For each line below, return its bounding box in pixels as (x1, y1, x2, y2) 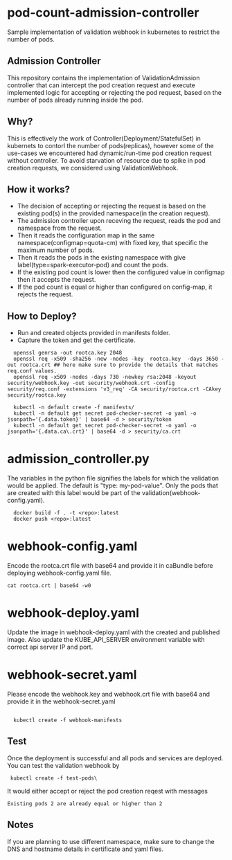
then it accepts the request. (17, 276, 96, 284)
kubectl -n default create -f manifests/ (13, 404, 135, 411)
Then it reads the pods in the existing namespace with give (17, 253, 186, 262)
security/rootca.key (7, 392, 67, 399)
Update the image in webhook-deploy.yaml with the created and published (7, 628, 220, 636)
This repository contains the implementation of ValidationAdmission (7, 73, 200, 82)
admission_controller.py (7, 451, 150, 467)
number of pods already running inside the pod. (7, 96, 143, 104)
